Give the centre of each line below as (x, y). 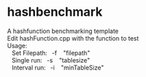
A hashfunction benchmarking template (63, 31)
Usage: (17, 45)
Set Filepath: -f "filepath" (51, 53)
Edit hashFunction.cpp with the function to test (73, 38)
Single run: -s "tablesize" (51, 60)
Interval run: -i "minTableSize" (58, 67)
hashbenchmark (55, 12)
